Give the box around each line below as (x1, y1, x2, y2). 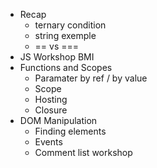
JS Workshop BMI (19, 51, 95, 63)
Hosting (34, 94, 68, 105)
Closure (34, 104, 68, 116)
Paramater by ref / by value (34, 72, 148, 84)
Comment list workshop (34, 147, 133, 158)
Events (34, 136, 63, 148)
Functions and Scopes (19, 62, 113, 73)
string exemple (34, 30, 97, 41)
